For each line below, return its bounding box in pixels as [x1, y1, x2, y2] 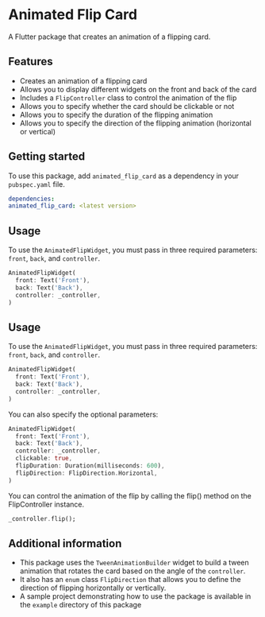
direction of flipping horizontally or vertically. [19, 583, 167, 593]
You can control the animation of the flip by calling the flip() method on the [8, 491, 252, 500]
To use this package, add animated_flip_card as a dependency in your [8, 171, 240, 180]
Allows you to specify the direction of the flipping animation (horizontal [19, 118, 252, 128]
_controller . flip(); [8, 514, 77, 522]
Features [8, 55, 53, 68]
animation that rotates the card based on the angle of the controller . [19, 566, 246, 576]
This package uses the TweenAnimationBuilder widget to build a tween [19, 558, 250, 568]
